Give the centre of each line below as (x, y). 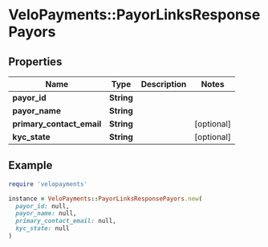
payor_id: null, (43, 206)
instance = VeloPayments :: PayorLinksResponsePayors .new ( (106, 199)
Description (164, 84)
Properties (35, 62)
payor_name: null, (47, 214)
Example (30, 165)
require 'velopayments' (48, 184)
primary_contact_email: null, (66, 221)
